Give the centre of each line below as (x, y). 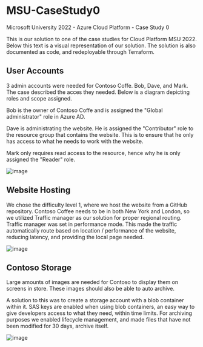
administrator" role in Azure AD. (46, 116)
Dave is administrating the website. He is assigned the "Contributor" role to (100, 128)
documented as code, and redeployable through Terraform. (80, 51)
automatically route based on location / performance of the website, (91, 230)
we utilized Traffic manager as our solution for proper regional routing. (94, 217)
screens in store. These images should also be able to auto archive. (90, 289)
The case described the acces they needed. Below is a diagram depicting (98, 92)
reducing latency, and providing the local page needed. (75, 237)
